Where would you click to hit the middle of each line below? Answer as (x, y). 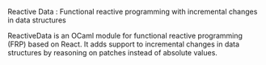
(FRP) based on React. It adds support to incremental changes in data (124, 44)
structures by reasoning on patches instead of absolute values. (112, 53)
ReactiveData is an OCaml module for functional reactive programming (125, 36)
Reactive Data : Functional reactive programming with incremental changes (133, 12)
